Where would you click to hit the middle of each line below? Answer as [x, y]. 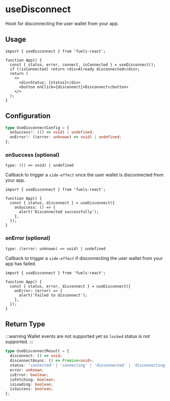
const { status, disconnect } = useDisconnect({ [62, 203]
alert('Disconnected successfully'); [59, 212]
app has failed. [21, 263]
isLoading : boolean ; [32, 384]
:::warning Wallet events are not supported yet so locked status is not [78, 336]
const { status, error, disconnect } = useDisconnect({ [70, 286]
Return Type [25, 324]
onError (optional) [28, 238]
